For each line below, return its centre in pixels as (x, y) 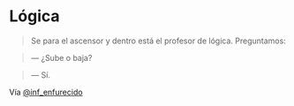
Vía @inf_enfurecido (46, 92)
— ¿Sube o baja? (61, 57)
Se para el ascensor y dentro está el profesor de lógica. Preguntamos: (158, 41)
